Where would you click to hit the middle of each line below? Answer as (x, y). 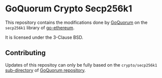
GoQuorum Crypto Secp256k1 (69, 9)
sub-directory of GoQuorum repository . (46, 70)
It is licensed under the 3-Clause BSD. (44, 37)
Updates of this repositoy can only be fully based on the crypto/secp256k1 (81, 65)
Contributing (25, 53)
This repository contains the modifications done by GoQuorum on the (77, 22)
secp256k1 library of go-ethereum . (40, 27)
